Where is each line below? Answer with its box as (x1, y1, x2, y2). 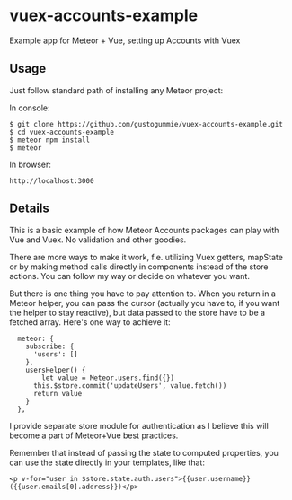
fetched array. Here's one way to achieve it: (9, 316, 171, 328)
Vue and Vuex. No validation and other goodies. (9, 234, 187, 245)
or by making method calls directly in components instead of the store (9, 261, 269, 272)
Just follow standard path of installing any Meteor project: (9, 84, 224, 95)
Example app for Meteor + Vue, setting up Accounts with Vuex (9, 35, 241, 46)
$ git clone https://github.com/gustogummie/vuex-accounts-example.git (9, 119, 283, 128)
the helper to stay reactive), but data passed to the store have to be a (9, 307, 266, 318)
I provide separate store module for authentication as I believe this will (9, 420, 270, 431)
